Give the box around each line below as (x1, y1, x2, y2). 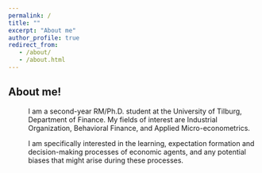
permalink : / (8, 11, 52, 20)
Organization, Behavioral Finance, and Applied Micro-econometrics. (28, 123, 250, 133)
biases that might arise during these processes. (28, 156, 184, 165)
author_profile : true (8, 33, 80, 42)
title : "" (8, 19, 41, 27)
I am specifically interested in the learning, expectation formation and (28, 138, 255, 148)
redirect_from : (8, 41, 59, 49)
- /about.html (18, 56, 66, 64)
